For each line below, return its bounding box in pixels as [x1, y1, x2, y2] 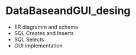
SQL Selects [14, 36, 44, 43]
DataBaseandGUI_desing [5, 4, 131, 18]
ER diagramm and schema [14, 23, 78, 30]
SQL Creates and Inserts [14, 29, 75, 36]
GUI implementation [14, 42, 63, 49]
